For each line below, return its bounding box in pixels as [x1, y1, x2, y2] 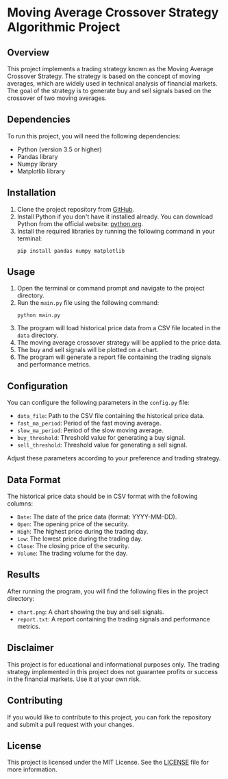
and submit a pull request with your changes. [7, 720, 135, 728]
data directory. [16, 331, 59, 340]
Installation [7, 187, 56, 199]
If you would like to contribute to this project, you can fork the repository [7, 713, 212, 721]
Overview [7, 47, 50, 58]
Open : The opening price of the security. [16, 520, 129, 528]
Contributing [7, 695, 63, 706]
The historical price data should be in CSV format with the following [7, 492, 198, 501]
